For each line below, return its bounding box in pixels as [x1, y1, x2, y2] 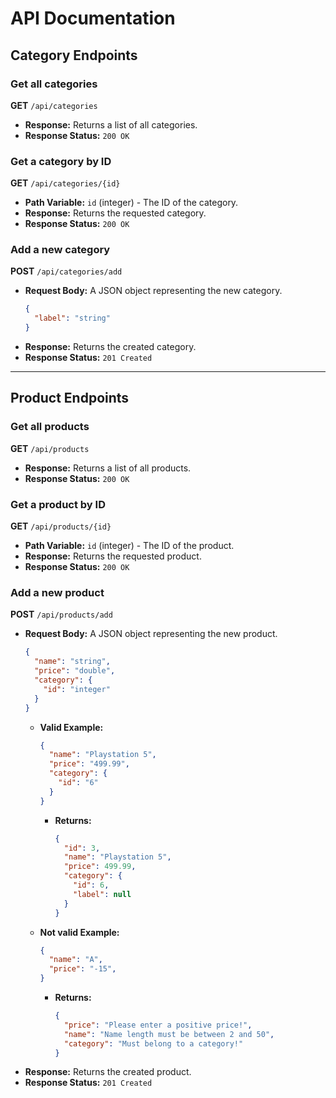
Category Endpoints [10, 47, 138, 64]
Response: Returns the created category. [24, 341, 197, 353]
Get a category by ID [10, 154, 112, 168]
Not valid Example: [39, 926, 120, 938]
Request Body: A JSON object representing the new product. [24, 628, 278, 640]
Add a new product [10, 586, 105, 599]
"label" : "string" [34, 313, 111, 324]
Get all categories [10, 77, 98, 91]
